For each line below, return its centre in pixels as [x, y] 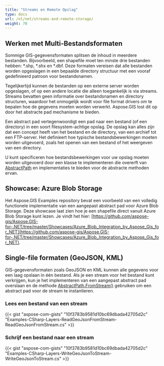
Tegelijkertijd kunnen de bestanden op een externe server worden [72, 86]
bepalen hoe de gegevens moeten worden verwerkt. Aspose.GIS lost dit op [81, 107]
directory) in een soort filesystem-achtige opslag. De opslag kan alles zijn [80, 127]
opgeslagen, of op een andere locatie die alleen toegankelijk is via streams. [82, 91]
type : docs [16, 14]
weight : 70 [16, 23]
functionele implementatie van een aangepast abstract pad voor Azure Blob [82, 206]
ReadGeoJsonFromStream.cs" [36, 325]
